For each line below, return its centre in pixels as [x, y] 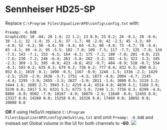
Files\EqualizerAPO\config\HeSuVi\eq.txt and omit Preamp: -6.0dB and [79, 117]
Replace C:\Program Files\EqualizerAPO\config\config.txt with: [72, 23]
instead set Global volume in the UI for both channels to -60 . [67, 123]
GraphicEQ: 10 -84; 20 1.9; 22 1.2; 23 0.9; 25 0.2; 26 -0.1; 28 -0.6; [81, 37]
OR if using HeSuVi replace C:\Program [45, 112]
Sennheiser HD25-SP [50, 9]
